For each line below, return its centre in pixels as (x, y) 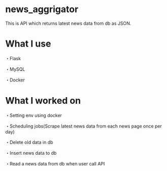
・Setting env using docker (34, 115)
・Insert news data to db (31, 153)
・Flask (13, 58)
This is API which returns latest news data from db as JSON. (68, 23)
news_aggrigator (42, 9)
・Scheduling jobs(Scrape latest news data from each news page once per (84, 126)
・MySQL (15, 69)
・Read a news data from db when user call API (55, 163)
